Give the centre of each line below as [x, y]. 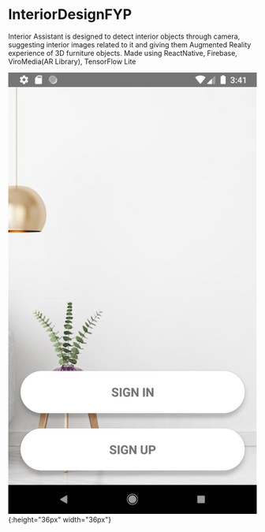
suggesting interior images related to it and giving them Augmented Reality [130, 44]
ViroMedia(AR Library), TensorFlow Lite [72, 61]
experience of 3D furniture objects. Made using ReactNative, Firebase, [123, 53]
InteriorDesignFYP [70, 15]
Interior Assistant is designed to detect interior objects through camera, [124, 36]
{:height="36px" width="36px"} [60, 519]
